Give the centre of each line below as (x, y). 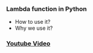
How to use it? (33, 22)
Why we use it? (34, 28)
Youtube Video (28, 43)
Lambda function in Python (46, 9)
